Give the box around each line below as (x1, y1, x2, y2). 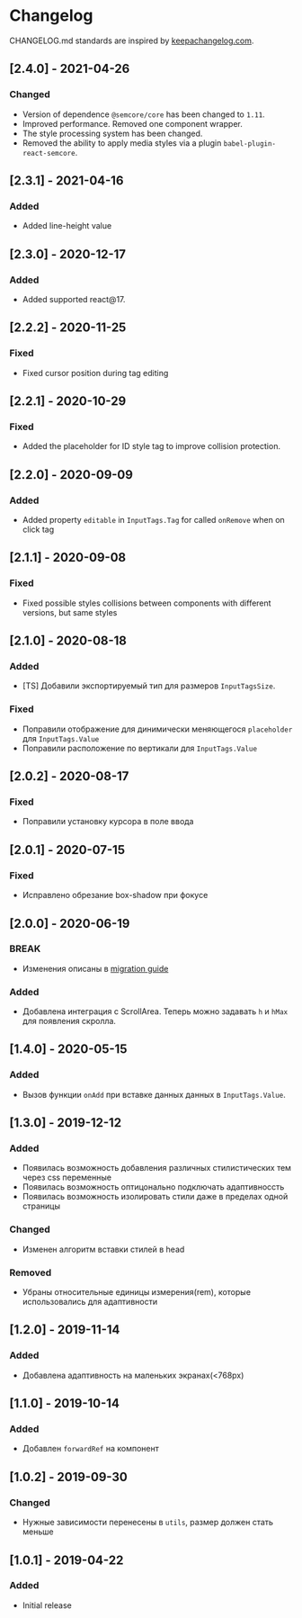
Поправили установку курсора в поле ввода (22, 816, 194, 827)
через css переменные (22, 1172, 112, 1183)
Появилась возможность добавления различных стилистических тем (22, 1163, 292, 1173)
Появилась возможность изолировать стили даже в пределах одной (22, 1191, 289, 1202)
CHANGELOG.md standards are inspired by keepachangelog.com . (9, 35, 254, 46)
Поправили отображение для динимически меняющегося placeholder (22, 724, 293, 734)
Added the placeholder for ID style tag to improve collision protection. (22, 441, 281, 452)
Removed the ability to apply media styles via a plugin (22, 137, 222, 148)
